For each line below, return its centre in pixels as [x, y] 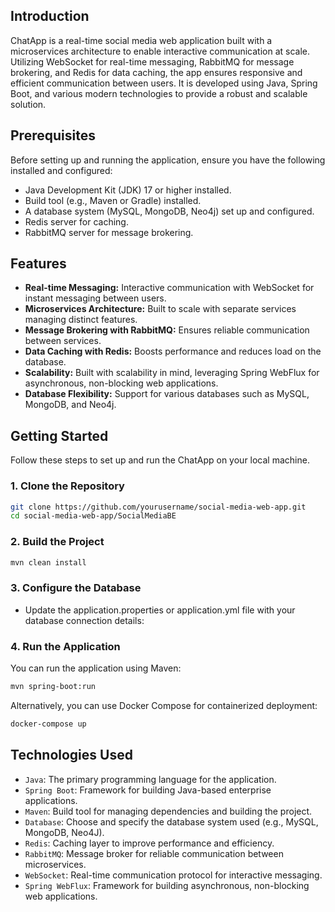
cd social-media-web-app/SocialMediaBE [93, 516]
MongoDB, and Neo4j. [70, 405]
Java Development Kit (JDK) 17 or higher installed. [128, 190]
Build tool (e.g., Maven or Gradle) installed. [113, 200]
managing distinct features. [81, 320]
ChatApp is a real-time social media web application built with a [141, 40]
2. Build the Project [57, 542]
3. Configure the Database [76, 588]
